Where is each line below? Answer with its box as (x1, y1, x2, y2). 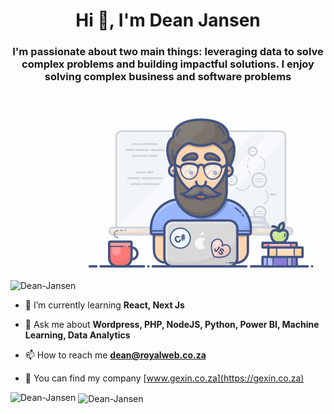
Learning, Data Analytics (24, 329, 131, 341)
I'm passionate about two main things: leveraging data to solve (12, 45, 324, 59)
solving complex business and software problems (44, 70, 292, 84)
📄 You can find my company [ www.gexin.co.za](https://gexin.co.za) (24, 372, 305, 384)
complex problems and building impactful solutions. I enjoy (21, 57, 315, 71)
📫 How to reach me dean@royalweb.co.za (24, 349, 207, 361)
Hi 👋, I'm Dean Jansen (75, 9, 261, 32)
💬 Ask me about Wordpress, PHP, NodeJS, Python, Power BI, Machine (24, 319, 320, 331)
